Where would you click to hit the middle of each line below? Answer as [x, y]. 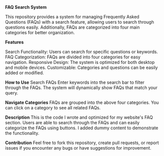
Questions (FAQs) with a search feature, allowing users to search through [80, 22]
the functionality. [22, 133]
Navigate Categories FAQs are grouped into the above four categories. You [82, 103]
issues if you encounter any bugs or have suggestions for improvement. [78, 148]
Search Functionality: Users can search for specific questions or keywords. [82, 52]
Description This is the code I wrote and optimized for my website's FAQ [79, 117]
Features [14, 42]
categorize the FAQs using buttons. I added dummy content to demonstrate [82, 128]
